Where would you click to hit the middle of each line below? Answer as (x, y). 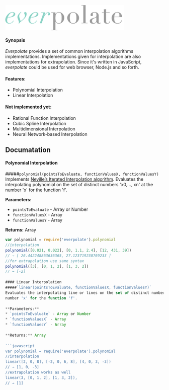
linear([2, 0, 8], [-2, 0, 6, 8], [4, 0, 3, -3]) (58, 362)
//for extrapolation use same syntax (45, 261)
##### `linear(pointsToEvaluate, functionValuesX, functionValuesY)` (78, 288)
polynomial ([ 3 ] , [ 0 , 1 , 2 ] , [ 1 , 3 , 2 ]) (47, 266)
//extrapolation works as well (38, 372)
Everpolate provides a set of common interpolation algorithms (69, 51)
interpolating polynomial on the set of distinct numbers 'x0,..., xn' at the (79, 185)
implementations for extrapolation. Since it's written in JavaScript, (73, 62)
